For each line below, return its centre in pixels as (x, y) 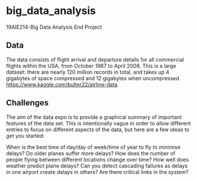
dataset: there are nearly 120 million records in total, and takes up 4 (88, 72)
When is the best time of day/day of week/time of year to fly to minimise (94, 147)
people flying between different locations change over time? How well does (98, 159)
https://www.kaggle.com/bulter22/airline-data (62, 84)
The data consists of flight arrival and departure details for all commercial (95, 59)
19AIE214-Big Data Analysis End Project (54, 27)
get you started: (26, 135)
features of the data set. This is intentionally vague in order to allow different (98, 123)
